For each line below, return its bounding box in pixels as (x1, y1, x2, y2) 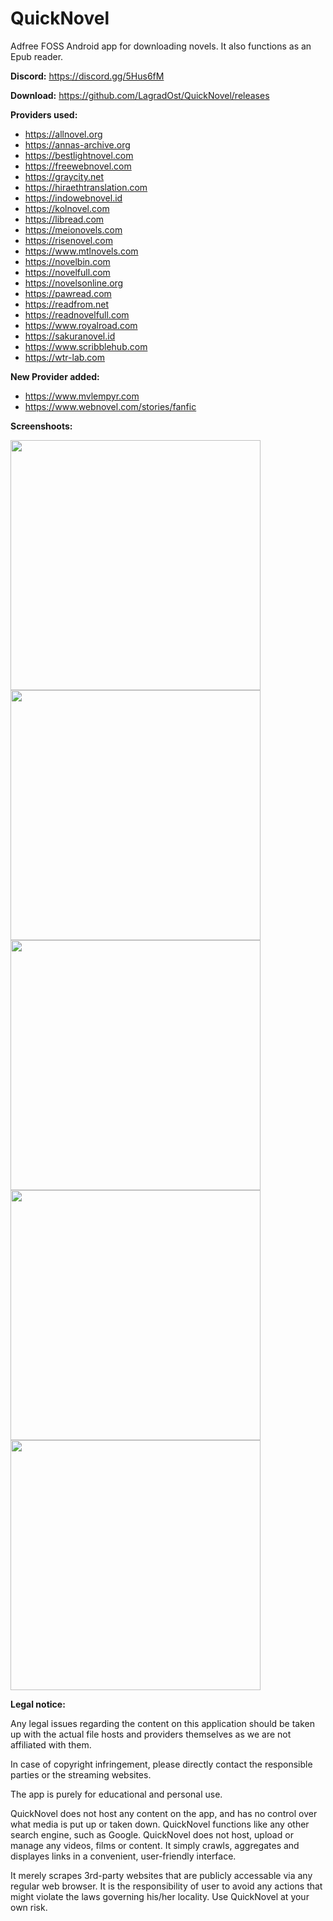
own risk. (10, 1901, 48, 1913)
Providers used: (10, 108, 78, 121)
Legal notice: (10, 1698, 66, 1710)
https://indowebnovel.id (24, 192, 123, 204)
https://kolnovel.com (24, 202, 110, 214)
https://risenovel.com (24, 234, 113, 246)
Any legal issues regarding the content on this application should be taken (10, 1717, 316, 1729)
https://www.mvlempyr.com (24, 390, 140, 402)
